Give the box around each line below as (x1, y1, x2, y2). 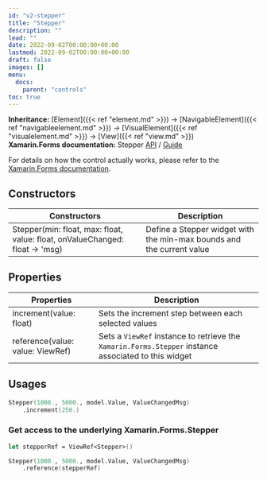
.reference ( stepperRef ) (22, 464, 102, 473)
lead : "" (8, 33, 37, 42)
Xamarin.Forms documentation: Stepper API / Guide (8, 140, 183, 149)
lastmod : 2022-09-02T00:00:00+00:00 (8, 48, 130, 56)
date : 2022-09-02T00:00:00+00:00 (8, 41, 119, 49)
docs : (15, 78, 34, 86)
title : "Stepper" (8, 19, 66, 27)
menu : (8, 71, 26, 79)
